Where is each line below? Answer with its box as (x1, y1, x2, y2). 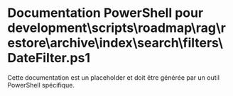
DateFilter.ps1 (7, 50, 91, 66)
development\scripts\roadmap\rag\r (7, 20, 226, 36)
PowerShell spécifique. (7, 80, 75, 89)
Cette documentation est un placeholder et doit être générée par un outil (7, 73, 220, 82)
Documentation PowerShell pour (7, 5, 204, 21)
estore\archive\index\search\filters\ (7, 35, 224, 51)
